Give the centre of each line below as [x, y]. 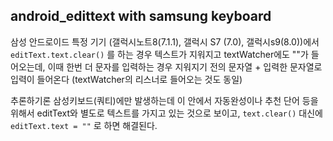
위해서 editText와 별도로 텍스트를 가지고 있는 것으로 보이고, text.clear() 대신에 [166, 113]
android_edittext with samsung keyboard [141, 16]
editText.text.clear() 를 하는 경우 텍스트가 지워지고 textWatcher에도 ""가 [159, 54]
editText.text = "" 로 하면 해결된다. [84, 125]
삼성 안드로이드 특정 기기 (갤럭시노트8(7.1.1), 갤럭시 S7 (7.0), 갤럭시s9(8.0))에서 [165, 41]
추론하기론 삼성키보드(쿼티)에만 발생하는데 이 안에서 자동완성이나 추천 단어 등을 [164, 100]
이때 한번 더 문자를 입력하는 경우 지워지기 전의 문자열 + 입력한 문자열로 [185, 66]
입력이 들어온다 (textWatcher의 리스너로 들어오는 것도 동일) [126, 79]
